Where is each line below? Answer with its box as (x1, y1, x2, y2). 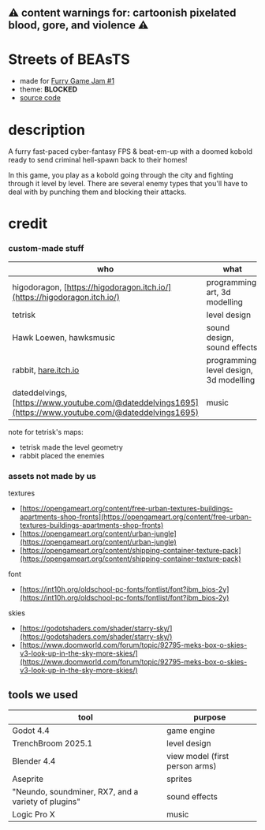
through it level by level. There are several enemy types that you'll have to (8, 179, 248, 189)
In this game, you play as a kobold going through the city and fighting (8, 170, 234, 180)
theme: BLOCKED (19, 84, 77, 94)
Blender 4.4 (12, 755, 56, 766)
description (8, 121, 85, 139)
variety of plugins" (12, 796, 81, 807)
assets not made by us (8, 470, 97, 481)
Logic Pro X (12, 809, 55, 820)
